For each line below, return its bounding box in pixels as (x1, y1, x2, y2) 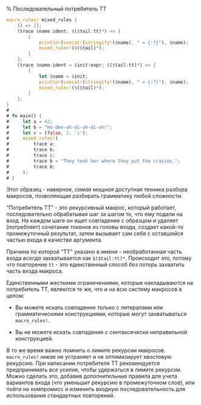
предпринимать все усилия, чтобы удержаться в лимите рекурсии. (6, 366, 182, 373)
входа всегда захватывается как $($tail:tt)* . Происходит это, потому (6, 254, 192, 262)
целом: (6, 292, 25, 299)
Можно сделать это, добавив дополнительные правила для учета (6, 373, 177, 380)
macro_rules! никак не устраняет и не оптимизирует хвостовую (6, 353, 172, 361)
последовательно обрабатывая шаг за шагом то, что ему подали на (6, 211, 183, 218)
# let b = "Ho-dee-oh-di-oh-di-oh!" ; (6, 124, 113, 130)
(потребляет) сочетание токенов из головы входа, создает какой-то (6, 223, 184, 231)
